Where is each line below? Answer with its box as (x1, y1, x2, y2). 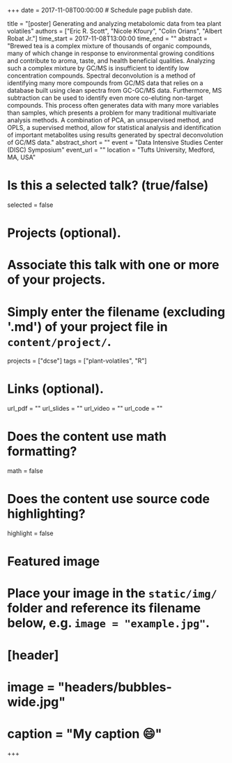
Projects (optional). (7, 225, 122, 241)
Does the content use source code (7, 491, 210, 507)
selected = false (7, 201, 54, 209)
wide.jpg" (7, 694, 66, 710)
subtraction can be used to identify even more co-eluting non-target (7, 94, 203, 102)
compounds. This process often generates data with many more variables (7, 101, 219, 109)
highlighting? (7, 506, 86, 522)
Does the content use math (7, 429, 167, 444)
